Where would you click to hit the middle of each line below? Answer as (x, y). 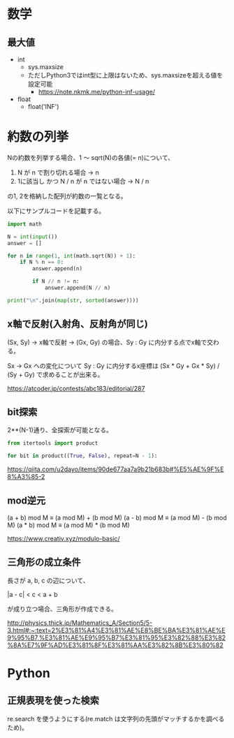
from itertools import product (53, 443)
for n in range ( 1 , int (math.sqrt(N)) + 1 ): (72, 256)
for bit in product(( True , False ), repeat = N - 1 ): (82, 456)
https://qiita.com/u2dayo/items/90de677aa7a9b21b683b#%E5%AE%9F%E (116, 469)
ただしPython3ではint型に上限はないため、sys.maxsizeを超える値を (125, 75)
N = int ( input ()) (32, 237)
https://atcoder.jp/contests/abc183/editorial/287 (76, 388)
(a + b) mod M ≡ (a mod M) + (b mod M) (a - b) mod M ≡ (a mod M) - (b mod (117, 518)
